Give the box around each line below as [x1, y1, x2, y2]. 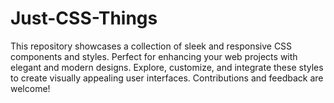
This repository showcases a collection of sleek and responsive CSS [10, 40, 293, 52]
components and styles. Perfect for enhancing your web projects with [10, 50, 298, 62]
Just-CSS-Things [10, 7, 158, 30]
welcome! [10, 82, 51, 94]
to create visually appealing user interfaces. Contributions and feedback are [10, 72, 324, 84]
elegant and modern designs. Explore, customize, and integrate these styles [10, 61, 324, 73]
